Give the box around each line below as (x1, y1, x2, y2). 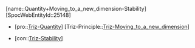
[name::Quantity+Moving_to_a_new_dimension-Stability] (5, 5, 147, 12)
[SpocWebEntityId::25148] (5, 11, 71, 19)
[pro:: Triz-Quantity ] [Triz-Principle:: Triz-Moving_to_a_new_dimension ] (14, 23, 190, 30)
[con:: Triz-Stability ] (14, 35, 63, 41)
